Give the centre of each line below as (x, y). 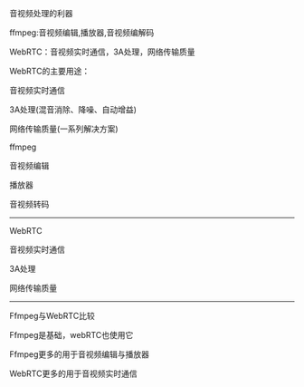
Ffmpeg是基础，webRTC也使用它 (71, 335)
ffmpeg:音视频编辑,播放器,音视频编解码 (82, 33)
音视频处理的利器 (41, 13)
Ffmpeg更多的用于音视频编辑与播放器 (80, 354)
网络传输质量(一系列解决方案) (64, 129)
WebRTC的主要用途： (50, 71)
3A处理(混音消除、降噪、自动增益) (73, 110)
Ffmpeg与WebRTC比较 (52, 316)
